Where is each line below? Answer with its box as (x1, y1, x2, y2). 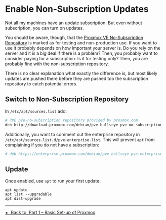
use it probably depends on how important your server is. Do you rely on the (5, 45, 161, 51)
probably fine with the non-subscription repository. (5, 61, 109, 67)
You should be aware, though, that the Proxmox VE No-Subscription (5, 35, 144, 40)
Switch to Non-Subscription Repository (5, 95, 129, 104)
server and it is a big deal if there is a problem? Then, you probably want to (5, 50, 158, 56)
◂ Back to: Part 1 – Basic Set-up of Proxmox (5, 210, 95, 216)
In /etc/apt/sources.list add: (5, 108, 67, 114)
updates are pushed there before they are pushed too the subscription (5, 75, 149, 81)
